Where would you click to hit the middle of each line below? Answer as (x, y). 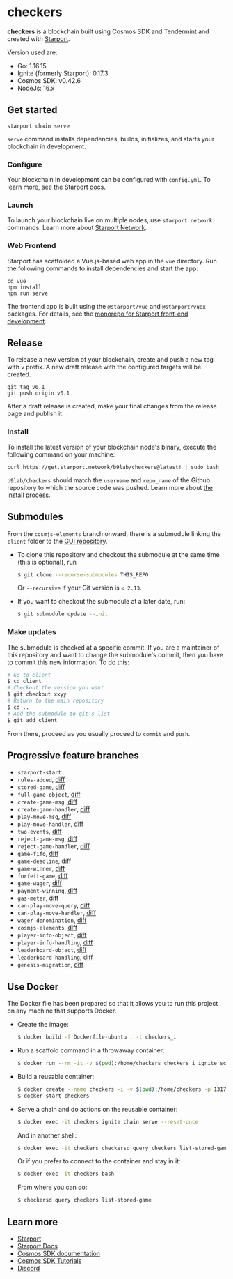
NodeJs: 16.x (36, 88)
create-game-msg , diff (47, 802)
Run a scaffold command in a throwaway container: (91, 1050)
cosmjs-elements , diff (47, 928)
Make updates (32, 632)
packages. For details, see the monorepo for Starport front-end (98, 314)
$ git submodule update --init (63, 614)
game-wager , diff (40, 883)
